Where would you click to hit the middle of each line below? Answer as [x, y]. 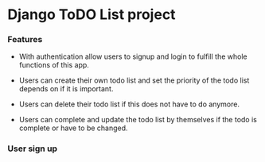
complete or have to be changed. [73, 128]
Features [25, 40]
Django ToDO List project [92, 15]
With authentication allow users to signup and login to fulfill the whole [133, 56]
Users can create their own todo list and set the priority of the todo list [134, 80]
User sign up [32, 148]
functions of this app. [54, 65]
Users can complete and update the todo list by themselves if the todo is [138, 120]
